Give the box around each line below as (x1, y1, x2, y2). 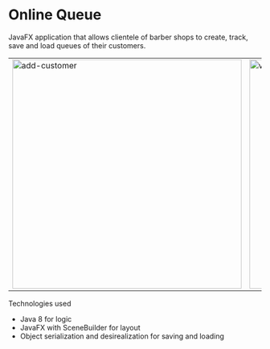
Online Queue (8, 6, 102, 24)
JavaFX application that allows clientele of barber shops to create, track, (8, 32, 248, 42)
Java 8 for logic (19, 314, 72, 323)
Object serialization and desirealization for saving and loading (19, 331, 225, 341)
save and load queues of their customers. (8, 40, 146, 50)
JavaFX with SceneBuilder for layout (19, 322, 141, 332)
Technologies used (8, 298, 72, 308)
